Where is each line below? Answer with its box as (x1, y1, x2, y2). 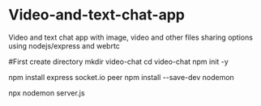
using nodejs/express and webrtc (8, 40, 120, 50)
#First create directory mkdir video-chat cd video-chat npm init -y (8, 57, 229, 66)
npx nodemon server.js (8, 87, 85, 98)
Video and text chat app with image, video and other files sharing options (8, 32, 254, 42)
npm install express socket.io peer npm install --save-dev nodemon (8, 72, 235, 82)
